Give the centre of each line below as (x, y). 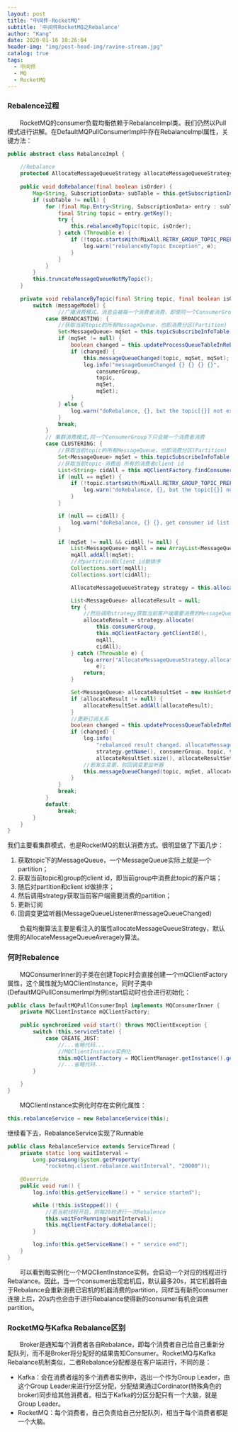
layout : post (27, 14)
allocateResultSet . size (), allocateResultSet (164, 758)
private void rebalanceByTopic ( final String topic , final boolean (120, 298)
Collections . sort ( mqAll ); (109, 569)
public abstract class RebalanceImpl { (66, 154)
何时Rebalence (33, 958)
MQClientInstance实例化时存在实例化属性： (83, 1105)
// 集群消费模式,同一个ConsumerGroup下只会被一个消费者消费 (125, 437)
